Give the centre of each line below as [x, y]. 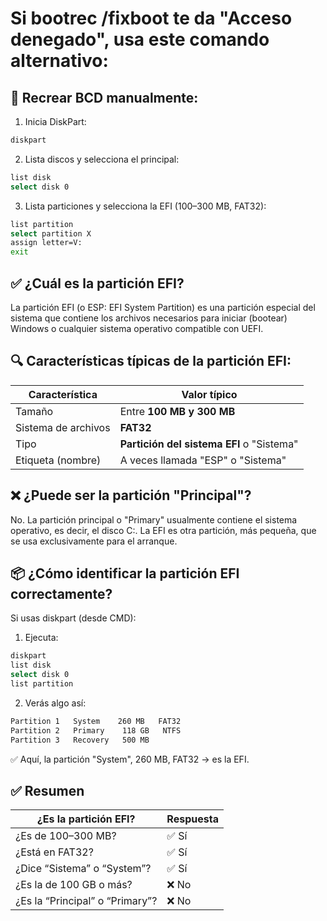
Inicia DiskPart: [55, 121]
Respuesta [192, 819]
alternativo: [59, 61]
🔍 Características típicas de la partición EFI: [151, 361]
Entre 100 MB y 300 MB [177, 411]
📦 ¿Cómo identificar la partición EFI [125, 573]
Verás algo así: [55, 703]
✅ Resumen [47, 790]
